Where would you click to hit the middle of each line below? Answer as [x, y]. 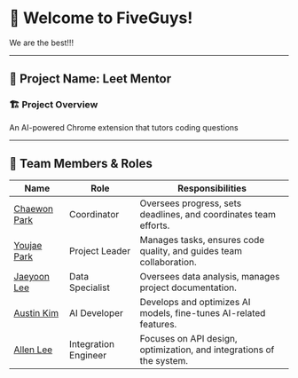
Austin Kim [36, 313]
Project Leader [100, 251]
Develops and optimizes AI [195, 303]
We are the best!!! [41, 43]
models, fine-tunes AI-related [203, 313]
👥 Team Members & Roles [81, 164]
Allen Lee [33, 350]
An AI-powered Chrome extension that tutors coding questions [124, 127]
